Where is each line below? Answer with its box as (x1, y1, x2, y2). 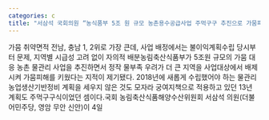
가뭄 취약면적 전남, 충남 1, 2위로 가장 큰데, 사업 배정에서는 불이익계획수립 (8, 42, 235, 52)
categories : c (8, 11, 56, 20)
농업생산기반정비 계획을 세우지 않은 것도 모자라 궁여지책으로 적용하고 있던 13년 (8, 82, 253, 92)
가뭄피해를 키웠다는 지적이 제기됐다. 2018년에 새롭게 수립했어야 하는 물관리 (22, 72, 258, 82)
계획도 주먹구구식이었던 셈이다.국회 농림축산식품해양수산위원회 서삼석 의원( (8, 92, 243, 102)
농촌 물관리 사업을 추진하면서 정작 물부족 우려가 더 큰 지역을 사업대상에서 (16, 62, 243, 72)
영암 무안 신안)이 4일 (38, 102, 103, 112)
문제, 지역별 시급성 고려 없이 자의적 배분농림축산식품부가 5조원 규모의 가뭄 (16, 52, 247, 62)
